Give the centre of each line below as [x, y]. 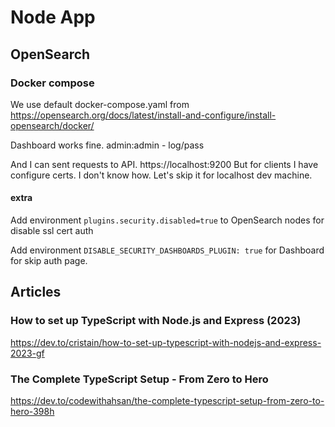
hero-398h [32, 412]
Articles [36, 292]
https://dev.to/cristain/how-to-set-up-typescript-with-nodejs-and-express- [166, 342]
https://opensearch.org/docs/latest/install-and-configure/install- [143, 115]
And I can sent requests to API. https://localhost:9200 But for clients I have [164, 164]
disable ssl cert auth [52, 231]
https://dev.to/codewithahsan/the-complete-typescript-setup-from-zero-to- [167, 401]
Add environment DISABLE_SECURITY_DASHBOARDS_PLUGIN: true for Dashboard [167, 250]
